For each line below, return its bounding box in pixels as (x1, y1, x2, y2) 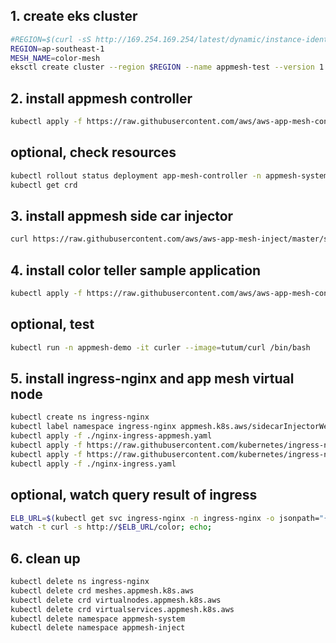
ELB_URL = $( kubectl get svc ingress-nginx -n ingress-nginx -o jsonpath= (10, 513, 320, 523)
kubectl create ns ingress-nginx (10, 412, 150, 423)
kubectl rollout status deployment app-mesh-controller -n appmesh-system (10, 170, 329, 181)
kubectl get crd (10, 180, 78, 190)
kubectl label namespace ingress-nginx (10, 422, 177, 432)
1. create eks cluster (10, 8, 138, 25)
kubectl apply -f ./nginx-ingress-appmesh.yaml (10, 431, 213, 441)
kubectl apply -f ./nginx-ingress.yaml (10, 459, 177, 469)
